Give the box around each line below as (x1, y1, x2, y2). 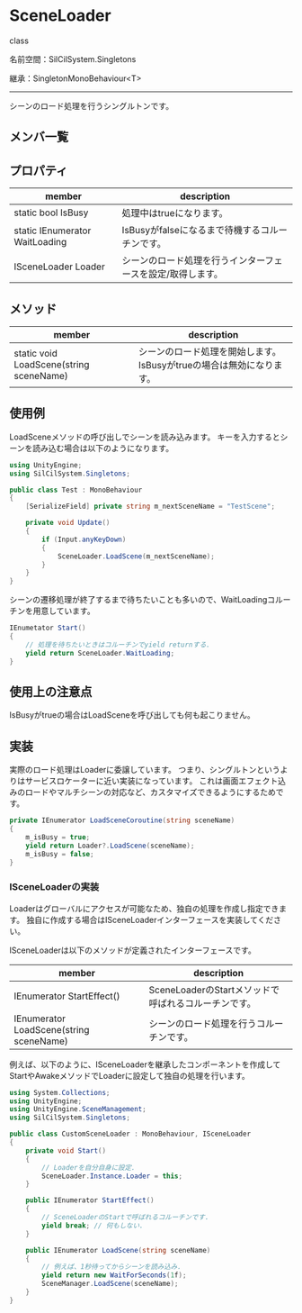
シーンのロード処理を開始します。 (138, 345, 281, 358)
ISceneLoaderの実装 (9, 881, 100, 893)
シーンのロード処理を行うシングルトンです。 (9, 100, 173, 111)
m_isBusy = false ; (25, 849, 94, 858)
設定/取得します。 (147, 267, 223, 280)
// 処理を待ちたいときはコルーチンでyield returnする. (25, 640, 211, 649)
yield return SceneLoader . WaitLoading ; (25, 648, 175, 657)
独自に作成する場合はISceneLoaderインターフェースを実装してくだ (26, 914, 274, 925)
